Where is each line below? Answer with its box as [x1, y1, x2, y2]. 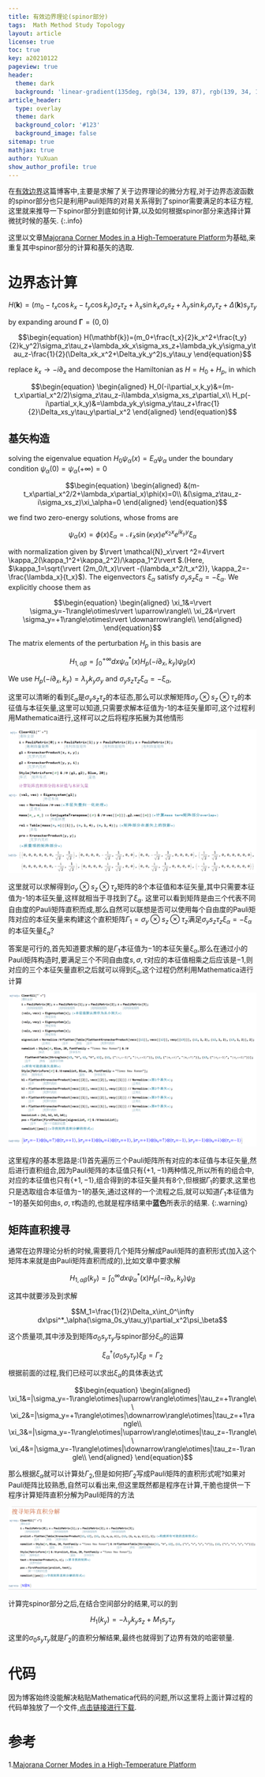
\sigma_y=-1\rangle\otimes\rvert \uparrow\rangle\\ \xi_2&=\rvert [29, 606, 236, 616]
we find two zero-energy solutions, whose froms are [8, 513, 179, 523]
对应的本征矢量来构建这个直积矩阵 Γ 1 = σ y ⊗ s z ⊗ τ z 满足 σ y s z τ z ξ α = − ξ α [14, 914, 252, 926]
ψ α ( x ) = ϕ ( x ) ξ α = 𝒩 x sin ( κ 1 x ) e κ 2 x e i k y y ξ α [68, 528, 197, 541]
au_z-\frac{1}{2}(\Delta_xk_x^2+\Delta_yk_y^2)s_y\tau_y [13, 349, 192, 359]
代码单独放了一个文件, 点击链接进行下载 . [8, 1702, 137, 1711]
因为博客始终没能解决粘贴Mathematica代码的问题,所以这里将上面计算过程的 [8, 1692, 253, 1702]
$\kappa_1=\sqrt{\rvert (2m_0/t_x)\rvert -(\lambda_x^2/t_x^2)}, [8, 564, 211, 573]
